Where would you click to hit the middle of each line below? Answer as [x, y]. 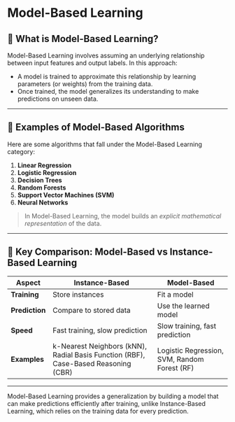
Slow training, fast [187, 325]
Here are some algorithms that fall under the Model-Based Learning [105, 144]
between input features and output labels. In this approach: [92, 63]
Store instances [78, 294]
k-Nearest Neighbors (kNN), [99, 346]
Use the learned [183, 306]
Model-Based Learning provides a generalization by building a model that [113, 396]
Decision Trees [40, 180]
